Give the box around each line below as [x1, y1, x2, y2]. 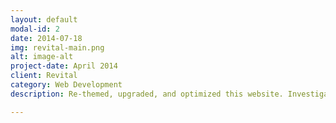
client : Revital [10, 71, 78, 81]
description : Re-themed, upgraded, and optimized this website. [10, 89, 284, 99]
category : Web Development [10, 80, 123, 90]
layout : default [10, 14, 78, 25]
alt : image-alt [10, 52, 74, 62]
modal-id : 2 [10, 24, 60, 34]
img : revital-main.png [10, 42, 105, 53]
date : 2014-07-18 [10, 33, 83, 43]
